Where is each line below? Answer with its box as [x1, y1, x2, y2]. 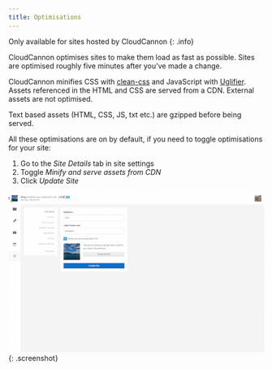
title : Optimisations [8, 13, 82, 21]
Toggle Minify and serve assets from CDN [19, 167, 162, 176]
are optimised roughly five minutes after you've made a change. [8, 61, 222, 71]
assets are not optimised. [8, 94, 93, 103]
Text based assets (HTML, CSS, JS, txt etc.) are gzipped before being [8, 110, 242, 120]
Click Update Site [19, 176, 79, 185]
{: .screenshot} [8, 353, 58, 363]
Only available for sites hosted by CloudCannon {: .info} [8, 37, 195, 46]
